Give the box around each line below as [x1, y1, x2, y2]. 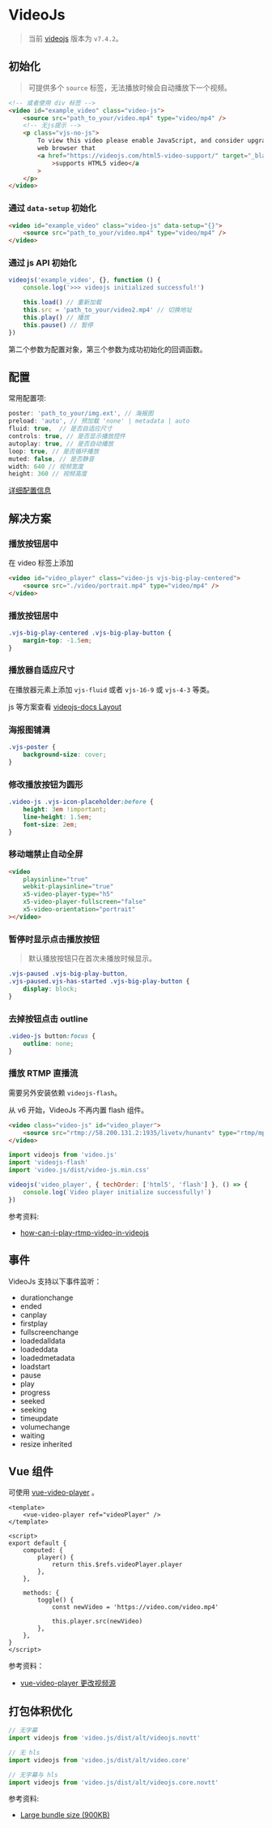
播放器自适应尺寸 [8, 665, 75, 676]
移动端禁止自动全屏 [8, 849, 83, 860]
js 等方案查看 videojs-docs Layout [8, 702, 121, 712]
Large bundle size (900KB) [19, 1810, 111, 1820]
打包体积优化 [8, 1704, 73, 1718]
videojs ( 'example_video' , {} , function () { [8, 276, 161, 285]
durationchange [19, 1293, 74, 1302]
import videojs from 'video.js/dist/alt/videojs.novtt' [8, 1734, 201, 1742]
